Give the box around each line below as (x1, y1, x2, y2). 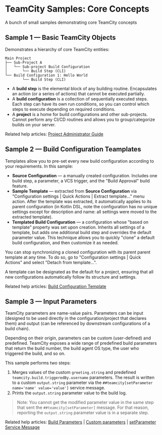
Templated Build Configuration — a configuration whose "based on (12, 219, 149, 225)
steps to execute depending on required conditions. (12, 106, 115, 112)
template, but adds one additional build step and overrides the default (12, 229, 152, 235)
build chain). (5, 326, 30, 332)
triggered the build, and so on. (5, 351, 65, 356)
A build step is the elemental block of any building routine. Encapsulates (12, 85, 157, 91)
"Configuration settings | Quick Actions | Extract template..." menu (12, 193, 145, 199)
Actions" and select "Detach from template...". (5, 259, 97, 265)
